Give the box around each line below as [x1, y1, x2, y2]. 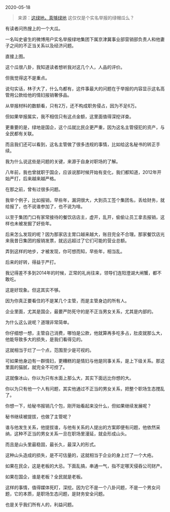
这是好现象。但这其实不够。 [5, 287, 63, 293]
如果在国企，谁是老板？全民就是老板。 [5, 474, 85, 480]
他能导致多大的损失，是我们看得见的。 [5, 336, 85, 342]
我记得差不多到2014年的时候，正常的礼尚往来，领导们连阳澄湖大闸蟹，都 [5, 270, 158, 275]
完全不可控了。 [36, 364, 67, 370]
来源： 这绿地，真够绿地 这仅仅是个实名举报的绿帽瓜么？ [17, 15, 135, 21]
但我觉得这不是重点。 [5, 75, 50, 81]
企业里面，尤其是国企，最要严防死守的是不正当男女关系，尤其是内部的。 [5, 308, 156, 314]
